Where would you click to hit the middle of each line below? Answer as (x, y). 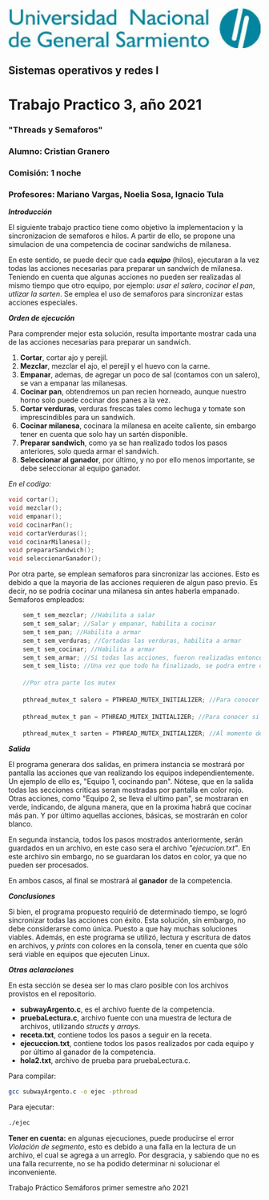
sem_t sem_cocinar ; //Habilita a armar (89, 649)
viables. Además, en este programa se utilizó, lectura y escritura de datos (130, 937)
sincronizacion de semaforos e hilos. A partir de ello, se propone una (122, 236)
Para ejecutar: (31, 1107)
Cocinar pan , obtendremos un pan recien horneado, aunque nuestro (133, 392)
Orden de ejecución (42, 318)
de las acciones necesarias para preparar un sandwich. (100, 342)
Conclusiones (32, 896)
